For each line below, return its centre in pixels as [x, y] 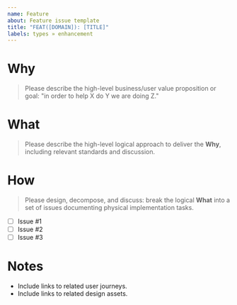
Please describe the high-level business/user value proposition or [121, 89]
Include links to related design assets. [73, 294]
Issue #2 [30, 229]
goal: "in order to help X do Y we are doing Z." [92, 96]
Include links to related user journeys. [72, 286]
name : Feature [28, 14]
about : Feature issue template [53, 21]
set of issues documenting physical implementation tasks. [109, 208]
